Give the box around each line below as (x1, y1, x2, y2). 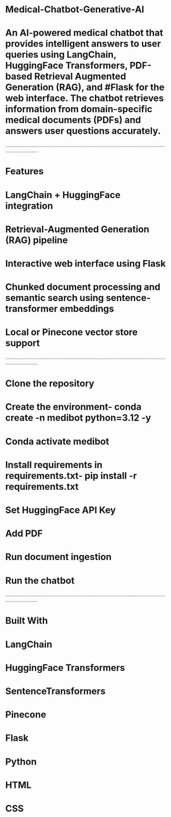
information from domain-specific (5, 104, 153, 115)
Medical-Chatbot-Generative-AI (5, 4, 144, 15)
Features (5, 166, 44, 177)
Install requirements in (5, 459, 103, 470)
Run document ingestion (5, 551, 112, 563)
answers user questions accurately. (5, 125, 161, 137)
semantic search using (5, 292, 104, 304)
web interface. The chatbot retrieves (5, 92, 164, 104)
